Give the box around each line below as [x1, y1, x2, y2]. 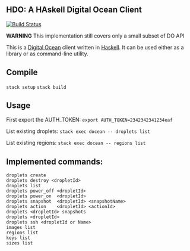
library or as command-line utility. [6, 50, 88, 57]
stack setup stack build [6, 84, 66, 90]
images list [6, 225, 36, 231]
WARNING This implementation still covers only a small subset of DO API [6, 32, 185, 39]
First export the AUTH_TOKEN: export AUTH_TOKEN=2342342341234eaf [6, 116, 173, 123]
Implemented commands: [6, 156, 103, 166]
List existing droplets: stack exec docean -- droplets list [6, 128, 150, 135]
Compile [6, 67, 38, 78]
